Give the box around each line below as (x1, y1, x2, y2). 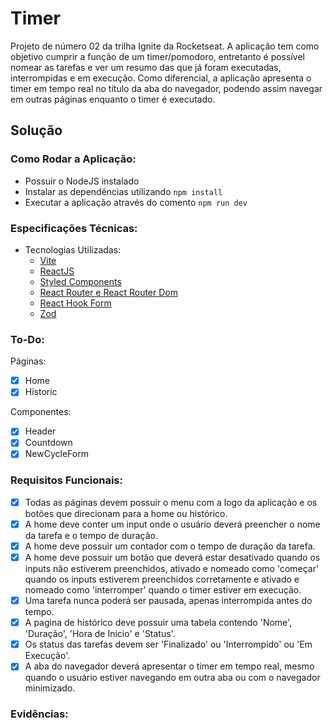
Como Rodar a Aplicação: (10, 152, 137, 166)
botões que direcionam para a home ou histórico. (24, 507, 228, 519)
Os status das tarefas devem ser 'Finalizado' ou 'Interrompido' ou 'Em (24, 638, 313, 651)
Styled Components (39, 275, 122, 287)
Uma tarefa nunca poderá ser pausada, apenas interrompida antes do (24, 595, 313, 607)
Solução (10, 122, 63, 139)
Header (24, 425, 57, 437)
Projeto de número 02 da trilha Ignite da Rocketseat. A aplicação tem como (10, 40, 320, 52)
